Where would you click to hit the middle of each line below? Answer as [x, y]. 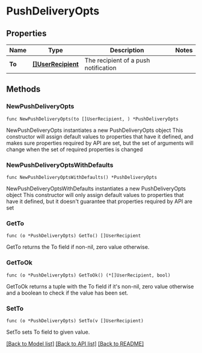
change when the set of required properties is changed [75, 149]
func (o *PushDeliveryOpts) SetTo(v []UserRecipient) [75, 320]
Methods [23, 89]
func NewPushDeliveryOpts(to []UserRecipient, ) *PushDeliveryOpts [93, 119]
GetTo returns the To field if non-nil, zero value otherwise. [78, 247]
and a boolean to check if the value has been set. [67, 293]
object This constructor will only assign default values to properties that [95, 195]
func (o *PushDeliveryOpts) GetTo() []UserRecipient [74, 236]
